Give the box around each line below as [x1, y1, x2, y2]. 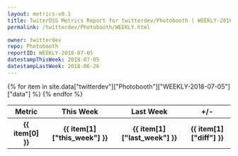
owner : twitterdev [7, 36, 62, 43]
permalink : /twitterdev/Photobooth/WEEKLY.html [7, 23, 151, 30]
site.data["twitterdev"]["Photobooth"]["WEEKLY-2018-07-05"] [48, 82, 230, 91]
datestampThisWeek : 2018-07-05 [7, 56, 100, 64]
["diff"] [191, 133, 217, 143]
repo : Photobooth [7, 43, 59, 50]
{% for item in [7, 82, 47, 91]
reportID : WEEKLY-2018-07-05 [7, 50, 93, 57]
